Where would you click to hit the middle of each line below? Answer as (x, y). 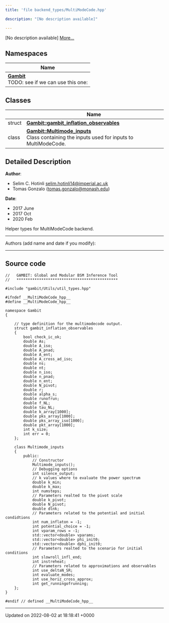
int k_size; (36, 429)
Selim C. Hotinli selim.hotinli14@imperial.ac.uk (60, 183)
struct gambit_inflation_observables (54, 328)
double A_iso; (38, 346)
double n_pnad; (39, 376)
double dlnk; (46, 509)
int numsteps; (47, 491)
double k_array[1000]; (47, 412)
